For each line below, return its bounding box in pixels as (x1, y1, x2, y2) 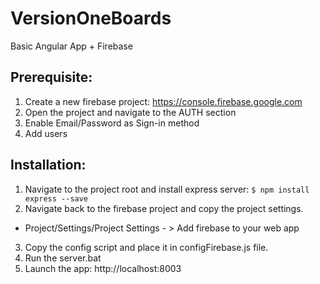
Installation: (10, 157, 87, 174)
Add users (24, 127, 68, 139)
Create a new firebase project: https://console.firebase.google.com (24, 95, 303, 107)
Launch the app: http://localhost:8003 (24, 262, 182, 274)
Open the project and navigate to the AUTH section (24, 106, 237, 118)
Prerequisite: (10, 69, 93, 86)
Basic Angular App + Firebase (10, 40, 133, 52)
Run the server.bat (24, 252, 102, 264)
